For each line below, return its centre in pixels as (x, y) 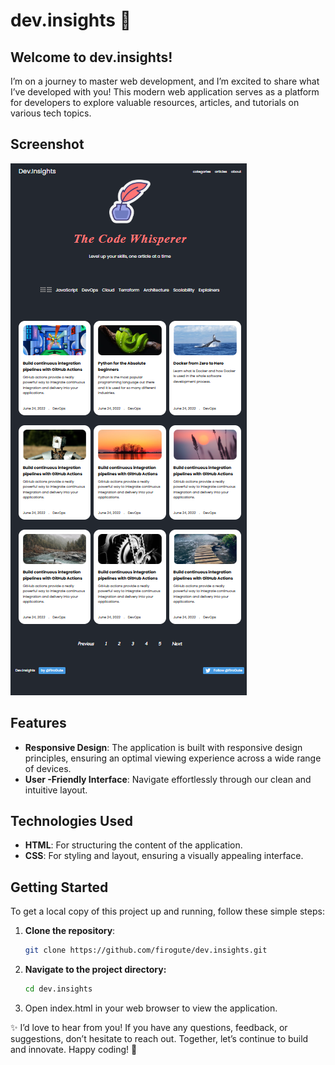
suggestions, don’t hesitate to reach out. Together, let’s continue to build (159, 1038)
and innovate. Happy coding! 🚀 (74, 1049)
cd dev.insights (58, 989)
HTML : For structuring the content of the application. (133, 845)
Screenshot (47, 144)
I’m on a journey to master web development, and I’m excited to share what (165, 81)
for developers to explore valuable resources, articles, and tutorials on (155, 102)
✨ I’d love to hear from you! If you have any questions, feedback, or (149, 1027)
